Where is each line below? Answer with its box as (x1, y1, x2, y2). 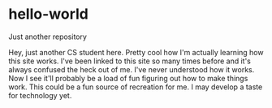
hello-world (8, 5, 89, 24)
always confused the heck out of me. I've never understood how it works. (8, 64, 255, 74)
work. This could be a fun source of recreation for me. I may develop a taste (8, 82, 263, 92)
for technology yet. (8, 90, 72, 100)
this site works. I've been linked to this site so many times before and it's (8, 56, 252, 66)
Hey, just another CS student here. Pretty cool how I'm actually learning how (8, 47, 264, 57)
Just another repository (8, 32, 88, 41)
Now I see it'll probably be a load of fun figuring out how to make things (8, 73, 248, 83)
